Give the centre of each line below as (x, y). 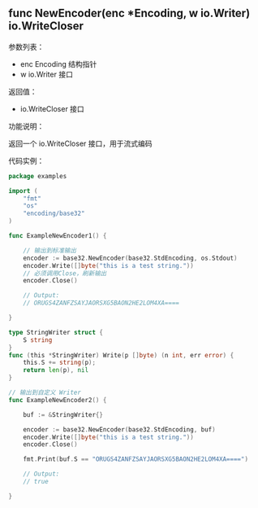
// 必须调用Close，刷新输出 (65, 273)
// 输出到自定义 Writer (45, 393)
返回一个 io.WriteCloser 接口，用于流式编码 (80, 143)
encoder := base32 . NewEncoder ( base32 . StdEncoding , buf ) (120, 429)
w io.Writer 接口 (46, 74)
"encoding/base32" (54, 214)
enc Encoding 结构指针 (58, 63)
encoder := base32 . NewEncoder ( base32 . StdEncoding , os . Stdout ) (130, 258)
